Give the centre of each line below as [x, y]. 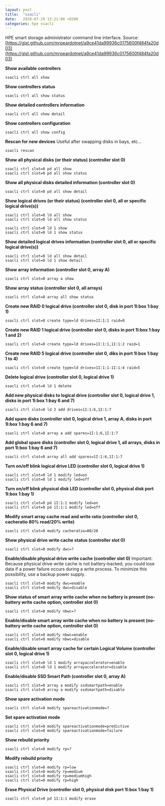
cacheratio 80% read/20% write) [40, 522]
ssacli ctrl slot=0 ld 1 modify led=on [46, 475]
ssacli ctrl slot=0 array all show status [49, 297]
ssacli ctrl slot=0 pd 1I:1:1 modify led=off [53, 507]
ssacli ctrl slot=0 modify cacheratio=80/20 [52, 531]
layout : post [19, 10]
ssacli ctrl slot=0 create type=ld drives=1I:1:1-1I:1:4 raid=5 [73, 368]
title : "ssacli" [23, 14]
